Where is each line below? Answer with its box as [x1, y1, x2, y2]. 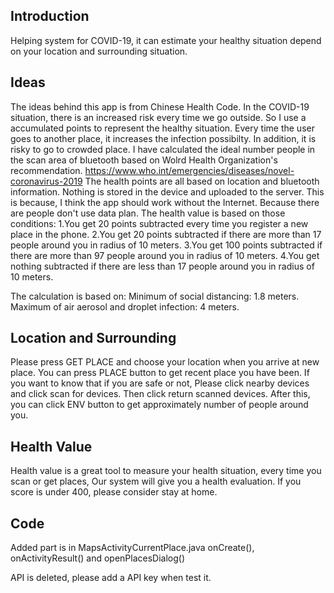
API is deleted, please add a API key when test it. [10, 572, 212, 584]
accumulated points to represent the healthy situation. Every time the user [10, 122, 315, 134]
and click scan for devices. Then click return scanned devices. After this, [10, 388, 311, 400]
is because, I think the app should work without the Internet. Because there [10, 196, 320, 208]
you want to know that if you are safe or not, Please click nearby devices [10, 377, 310, 389]
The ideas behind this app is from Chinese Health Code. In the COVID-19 [10, 100, 310, 113]
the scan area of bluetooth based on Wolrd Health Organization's [10, 154, 278, 166]
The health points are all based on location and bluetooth [84, 175, 320, 187]
